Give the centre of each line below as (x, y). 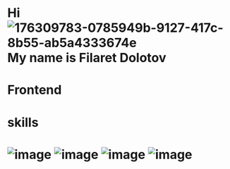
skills (23, 122)
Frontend (35, 90)
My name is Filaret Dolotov (87, 58)
